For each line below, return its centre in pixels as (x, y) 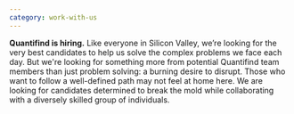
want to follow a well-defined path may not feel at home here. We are (136, 80)
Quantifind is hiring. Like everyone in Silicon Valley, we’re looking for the (143, 43)
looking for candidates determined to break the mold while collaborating (142, 90)
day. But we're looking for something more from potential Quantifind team (144, 61)
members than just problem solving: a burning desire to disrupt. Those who (147, 71)
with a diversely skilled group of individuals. (90, 100)
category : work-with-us (53, 17)
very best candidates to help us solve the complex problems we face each (146, 52)
